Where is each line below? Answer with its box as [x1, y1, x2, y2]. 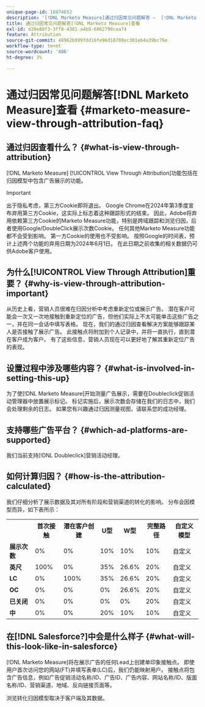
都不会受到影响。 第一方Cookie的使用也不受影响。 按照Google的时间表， [6, 232, 190, 239]
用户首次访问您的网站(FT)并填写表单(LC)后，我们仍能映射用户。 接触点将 [6, 666, 190, 673]
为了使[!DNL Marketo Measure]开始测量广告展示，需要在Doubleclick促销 [6, 390, 189, 397]
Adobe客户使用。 [11, 247, 56, 255]
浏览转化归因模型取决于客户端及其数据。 [6, 694, 108, 702]
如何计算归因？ [6, 471, 63, 482]
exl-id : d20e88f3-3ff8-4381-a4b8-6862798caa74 [6, 26, 127, 32]
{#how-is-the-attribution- [63, 471, 166, 482]
